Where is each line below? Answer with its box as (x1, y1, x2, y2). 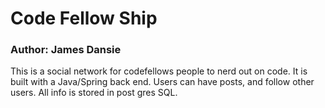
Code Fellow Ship (10, 7, 158, 30)
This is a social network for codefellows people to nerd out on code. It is (10, 65, 308, 77)
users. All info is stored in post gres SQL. (10, 87, 178, 99)
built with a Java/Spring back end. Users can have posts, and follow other (10, 76, 315, 88)
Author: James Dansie (10, 43, 122, 57)
